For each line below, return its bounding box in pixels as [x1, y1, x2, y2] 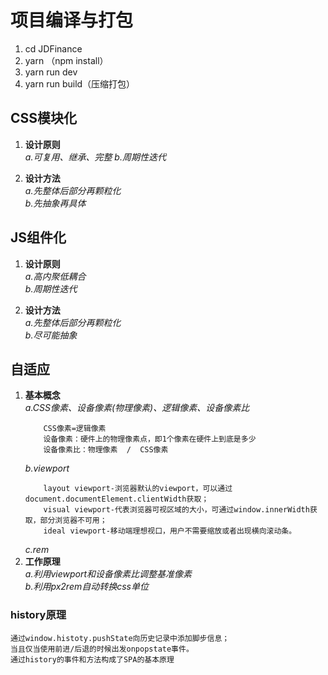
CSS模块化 [10, 110, 78, 127]
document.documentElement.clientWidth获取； [24, 494, 210, 505]
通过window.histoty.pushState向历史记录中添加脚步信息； [10, 633, 230, 643]
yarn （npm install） [24, 54, 109, 66]
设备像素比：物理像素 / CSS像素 [43, 445, 169, 455]
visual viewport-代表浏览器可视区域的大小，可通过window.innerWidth [43, 505, 310, 515]
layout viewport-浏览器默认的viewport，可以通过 [43, 484, 233, 494]
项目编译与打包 [10, 9, 134, 32]
